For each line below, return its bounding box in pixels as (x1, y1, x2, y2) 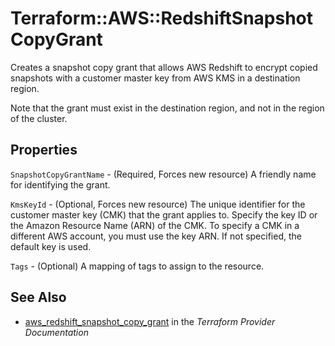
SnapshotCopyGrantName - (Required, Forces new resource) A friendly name (10, 168, 317, 180)
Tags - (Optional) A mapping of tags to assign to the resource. (10, 260, 265, 272)
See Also (10, 289, 67, 306)
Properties (10, 142, 78, 159)
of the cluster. (10, 112, 68, 124)
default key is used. (10, 240, 92, 252)
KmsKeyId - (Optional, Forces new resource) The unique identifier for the (10, 198, 306, 210)
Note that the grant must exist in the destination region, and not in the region (10, 102, 325, 114)
